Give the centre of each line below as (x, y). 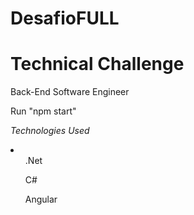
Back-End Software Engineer (70, 92)
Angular (41, 199)
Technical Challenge (97, 64)
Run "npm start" (43, 111)
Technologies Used (50, 131)
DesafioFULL (65, 18)
